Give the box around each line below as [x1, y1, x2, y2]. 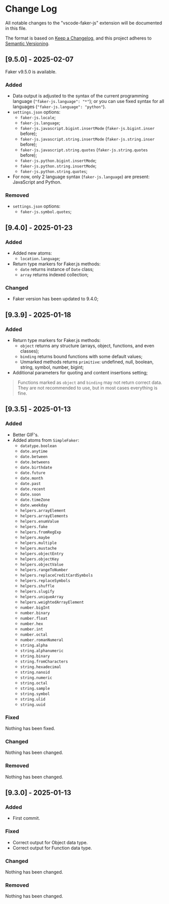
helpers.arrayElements [20, 513, 68, 518]
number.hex [20, 621, 44, 627]
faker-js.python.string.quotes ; [20, 168, 88, 175]
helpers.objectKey [20, 557, 59, 562]
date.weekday [20, 503, 48, 508]
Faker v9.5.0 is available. [5, 68, 57, 75]
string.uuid [20, 702, 46, 707]
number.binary [20, 610, 50, 615]
